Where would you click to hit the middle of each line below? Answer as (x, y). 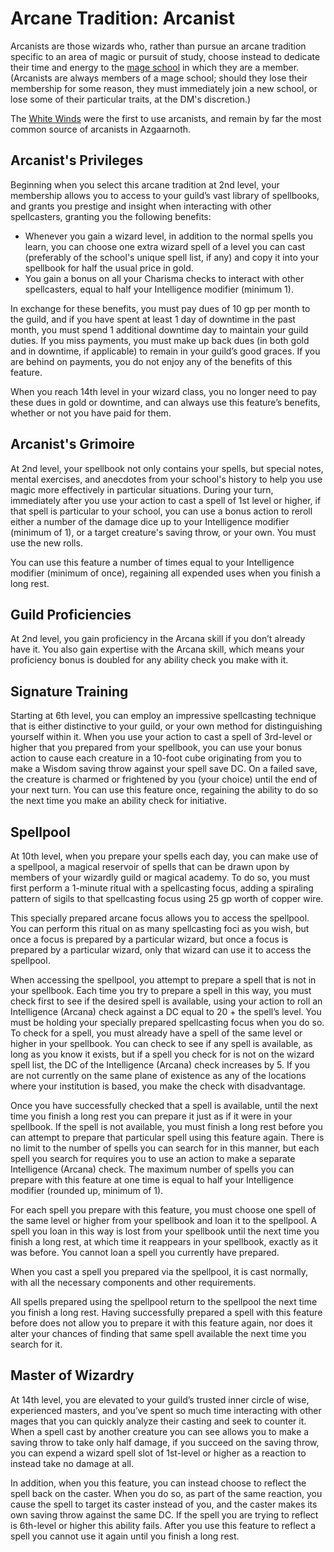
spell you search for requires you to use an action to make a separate (153, 1158)
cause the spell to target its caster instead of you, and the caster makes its (164, 1504)
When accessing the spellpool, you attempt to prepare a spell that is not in (163, 980)
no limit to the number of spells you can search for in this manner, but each (165, 1148)
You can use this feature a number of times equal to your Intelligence (152, 562)
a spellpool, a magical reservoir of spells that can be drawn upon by (150, 866)
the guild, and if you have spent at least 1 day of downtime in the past (153, 319)
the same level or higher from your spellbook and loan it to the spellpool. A (164, 1220)
